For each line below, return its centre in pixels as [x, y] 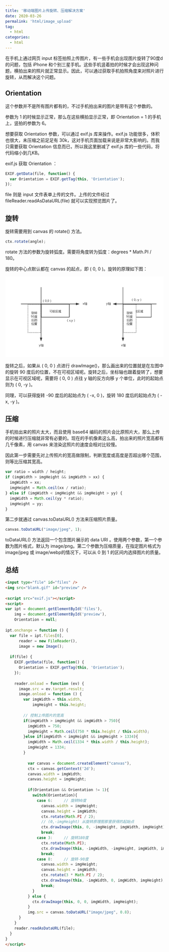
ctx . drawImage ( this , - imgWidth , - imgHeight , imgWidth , [100, 848]
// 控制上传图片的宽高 [44, 715]
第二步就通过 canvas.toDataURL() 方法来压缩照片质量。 [62, 519]
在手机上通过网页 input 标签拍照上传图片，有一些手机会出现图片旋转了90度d [84, 58]
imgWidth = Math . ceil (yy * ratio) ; [47, 498]
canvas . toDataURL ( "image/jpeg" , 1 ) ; [44, 530]
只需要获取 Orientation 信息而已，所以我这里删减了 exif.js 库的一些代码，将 [82, 146]
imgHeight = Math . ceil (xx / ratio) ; [48, 488]
